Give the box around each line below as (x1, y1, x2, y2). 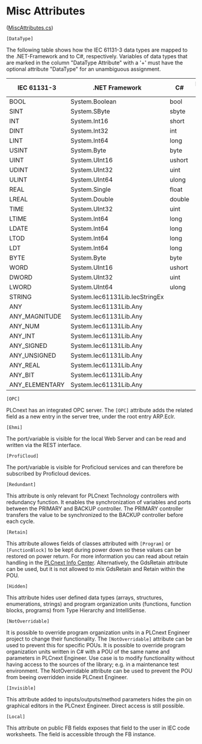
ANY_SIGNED (9, 341, 47, 350)
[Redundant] (6, 481, 36, 487)
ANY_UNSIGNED (9, 351, 57, 359)
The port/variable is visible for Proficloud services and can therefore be (6, 463, 183, 471)
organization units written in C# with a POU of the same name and (6, 648, 170, 655)
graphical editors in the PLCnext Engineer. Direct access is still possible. (6, 702, 185, 709)
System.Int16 (70, 117, 109, 125)
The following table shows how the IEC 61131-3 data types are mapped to (6, 46, 188, 53)
